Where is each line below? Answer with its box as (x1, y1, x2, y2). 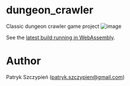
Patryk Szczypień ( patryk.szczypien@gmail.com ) (6, 73, 125, 80)
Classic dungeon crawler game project (6, 23, 100, 30)
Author (6, 55, 41, 67)
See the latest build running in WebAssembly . (6, 34, 115, 41)
